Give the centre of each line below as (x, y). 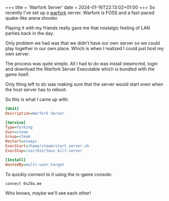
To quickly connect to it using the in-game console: (59, 174)
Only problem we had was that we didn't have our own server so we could (83, 43)
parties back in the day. (30, 33)
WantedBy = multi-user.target (35, 165)
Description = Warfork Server (35, 113)
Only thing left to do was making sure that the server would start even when (84, 84)
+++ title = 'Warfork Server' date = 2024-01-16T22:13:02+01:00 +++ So (80, 7)
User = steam (17, 132)
